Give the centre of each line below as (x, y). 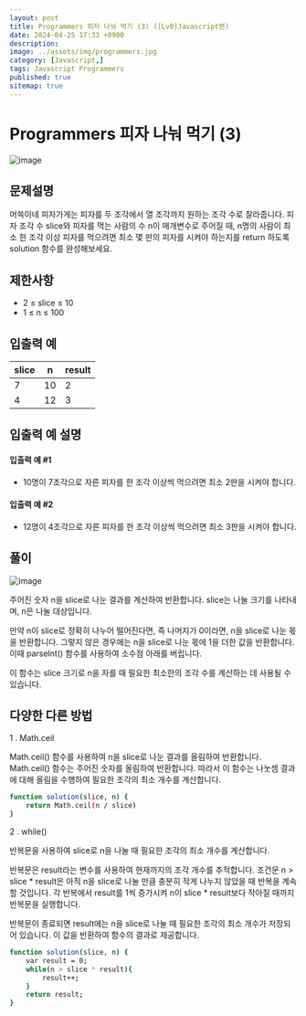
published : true (40, 78)
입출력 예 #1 (31, 460)
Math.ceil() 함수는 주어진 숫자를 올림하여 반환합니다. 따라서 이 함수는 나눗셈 (144, 768)
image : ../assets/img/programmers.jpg (83, 52)
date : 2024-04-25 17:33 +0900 (67, 35)
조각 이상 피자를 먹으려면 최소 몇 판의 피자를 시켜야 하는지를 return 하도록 (159, 238)
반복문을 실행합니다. (45, 905)
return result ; (55, 995)
